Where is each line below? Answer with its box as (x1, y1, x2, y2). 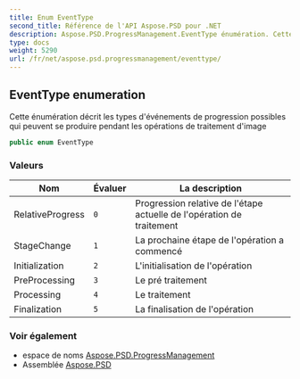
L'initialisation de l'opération (135, 260, 253, 272)
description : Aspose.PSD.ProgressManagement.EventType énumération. (9, 29, 270, 38)
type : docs (9, 37, 50, 47)
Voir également (9, 329, 78, 342)
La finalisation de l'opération (135, 302, 254, 315)
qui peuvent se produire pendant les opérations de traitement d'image (9, 120, 267, 131)
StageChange (13, 239, 71, 251)
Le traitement (135, 288, 191, 301)
